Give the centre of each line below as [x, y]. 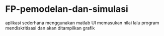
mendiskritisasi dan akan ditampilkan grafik [50, 28]
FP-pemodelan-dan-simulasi [67, 9]
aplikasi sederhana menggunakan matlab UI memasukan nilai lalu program [82, 23]
